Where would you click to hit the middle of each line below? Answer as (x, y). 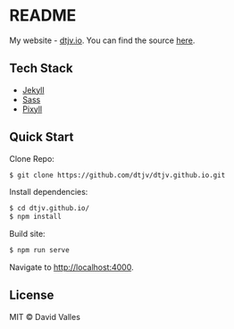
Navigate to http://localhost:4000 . (71, 267)
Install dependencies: (49, 192)
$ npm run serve (39, 250)
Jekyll (33, 89)
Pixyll (32, 109)
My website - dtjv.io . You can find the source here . (102, 40)
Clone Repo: (32, 158)
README (43, 16)
